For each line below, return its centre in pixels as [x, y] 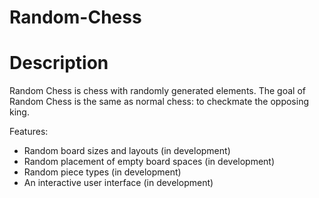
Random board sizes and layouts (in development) [127, 151]
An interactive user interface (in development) [118, 183]
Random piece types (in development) [102, 172]
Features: [29, 132]
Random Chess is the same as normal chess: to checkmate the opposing [159, 102]
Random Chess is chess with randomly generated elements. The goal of [157, 91]
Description [59, 63]
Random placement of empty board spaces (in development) [149, 162]
